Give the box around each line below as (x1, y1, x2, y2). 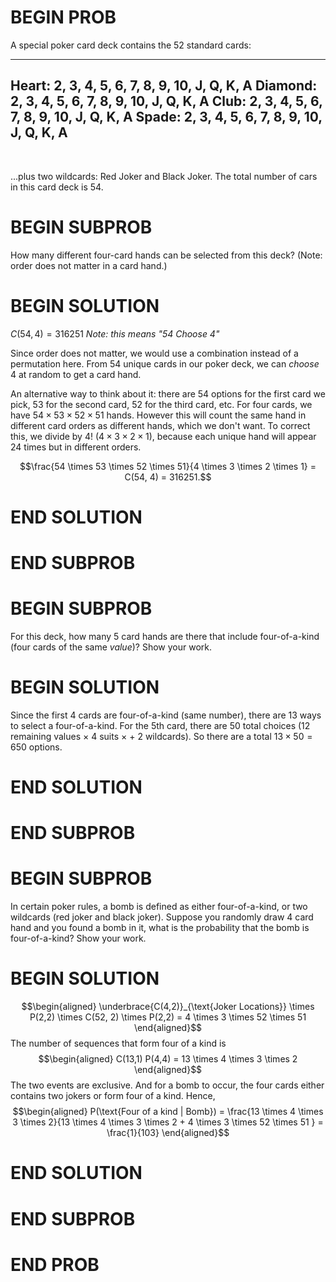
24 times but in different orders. (10, 441, 142, 453)
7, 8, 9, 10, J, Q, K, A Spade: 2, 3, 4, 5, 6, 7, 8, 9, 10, (10, 109, 323, 126)
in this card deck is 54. (10, 181, 104, 193)
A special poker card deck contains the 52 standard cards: (10, 39, 252, 51)
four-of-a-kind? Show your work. (10, 932, 147, 945)
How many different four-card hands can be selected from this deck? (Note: (10, 249, 323, 261)
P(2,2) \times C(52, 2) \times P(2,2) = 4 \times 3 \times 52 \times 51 (29, 1011, 307, 1023)
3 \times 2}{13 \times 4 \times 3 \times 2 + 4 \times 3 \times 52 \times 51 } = (12, 1116, 324, 1128)
